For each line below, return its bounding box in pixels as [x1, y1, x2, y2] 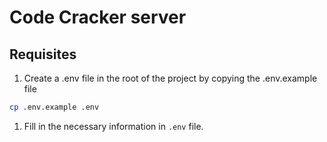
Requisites [9, 46, 77, 63]
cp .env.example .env [9, 102, 100, 112]
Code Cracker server [9, 6, 187, 29]
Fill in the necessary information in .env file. [23, 120, 204, 132]
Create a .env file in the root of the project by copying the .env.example [23, 72, 318, 84]
